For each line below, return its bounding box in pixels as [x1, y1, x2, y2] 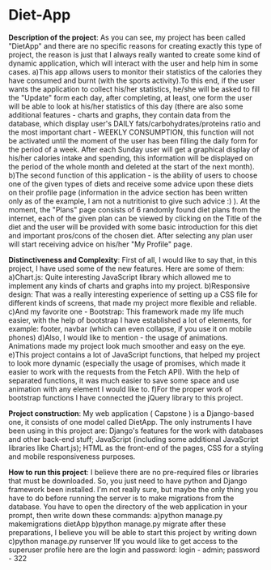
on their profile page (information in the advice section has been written [8, 187, 248, 197]
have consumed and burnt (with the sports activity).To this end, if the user [8, 75, 256, 85]
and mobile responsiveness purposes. [8, 452, 136, 461]
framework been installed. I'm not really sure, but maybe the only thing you [8, 484, 259, 494]
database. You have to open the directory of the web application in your [8, 501, 248, 512]
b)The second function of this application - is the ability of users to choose [8, 170, 258, 180]
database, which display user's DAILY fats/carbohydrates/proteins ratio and [8, 118, 261, 128]
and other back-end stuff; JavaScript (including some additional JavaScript [8, 434, 259, 444]
